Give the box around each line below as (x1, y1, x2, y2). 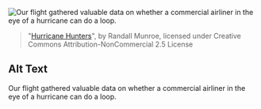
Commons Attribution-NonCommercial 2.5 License (27, 39, 194, 49)
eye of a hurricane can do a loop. (8, 92, 117, 101)
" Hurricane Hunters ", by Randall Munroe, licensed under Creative (27, 32, 242, 40)
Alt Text (8, 62, 48, 76)
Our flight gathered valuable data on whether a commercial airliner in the (8, 83, 246, 92)
